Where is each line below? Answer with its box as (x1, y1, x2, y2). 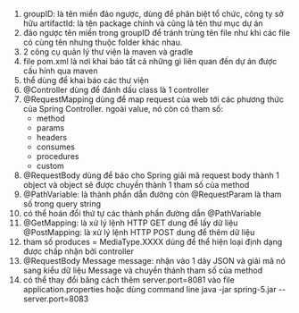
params (36, 123, 65, 133)
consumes (36, 141, 75, 152)
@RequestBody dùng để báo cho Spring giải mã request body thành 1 (22, 170, 279, 181)
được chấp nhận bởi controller (22, 246, 135, 257)
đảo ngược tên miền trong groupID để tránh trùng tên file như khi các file (22, 28, 291, 38)
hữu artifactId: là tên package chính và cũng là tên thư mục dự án (22, 18, 263, 29)
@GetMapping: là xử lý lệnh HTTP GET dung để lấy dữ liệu (22, 217, 238, 228)
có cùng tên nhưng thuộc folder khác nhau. (22, 37, 183, 47)
